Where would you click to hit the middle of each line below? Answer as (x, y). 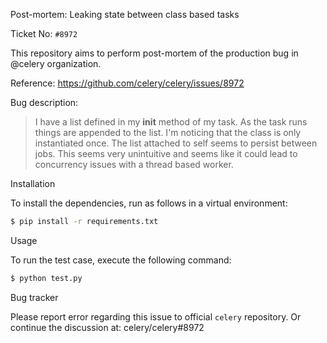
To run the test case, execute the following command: (121, 260)
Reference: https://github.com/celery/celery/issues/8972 (127, 83)
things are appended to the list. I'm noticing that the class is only (168, 132)
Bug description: (44, 102)
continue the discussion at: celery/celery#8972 (107, 327)
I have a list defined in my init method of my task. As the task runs (171, 122)
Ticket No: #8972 (44, 33)
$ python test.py (46, 278)
